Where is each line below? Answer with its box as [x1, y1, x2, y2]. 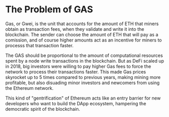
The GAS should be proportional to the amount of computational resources [5, 52, 163, 59]
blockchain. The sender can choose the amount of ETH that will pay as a [5, 31, 159, 37]
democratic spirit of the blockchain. [5, 106, 80, 112]
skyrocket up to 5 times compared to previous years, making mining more [5, 74, 161, 80]
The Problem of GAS [5, 4, 93, 15]
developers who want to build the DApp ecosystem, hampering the [5, 100, 146, 106]
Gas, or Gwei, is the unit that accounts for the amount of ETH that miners [5, 21, 159, 27]
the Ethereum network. [5, 85, 54, 91]
